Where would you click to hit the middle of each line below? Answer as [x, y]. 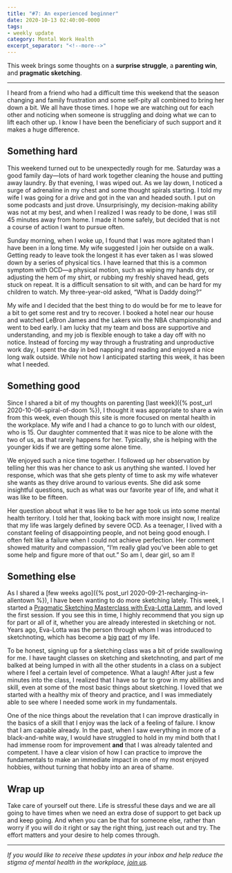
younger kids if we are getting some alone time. [75, 447]
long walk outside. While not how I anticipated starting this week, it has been [116, 357]
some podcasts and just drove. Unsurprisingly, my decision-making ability [113, 204]
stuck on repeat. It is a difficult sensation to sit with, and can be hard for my [115, 284]
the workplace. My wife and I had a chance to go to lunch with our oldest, [112, 425]
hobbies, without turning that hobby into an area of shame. [91, 767]
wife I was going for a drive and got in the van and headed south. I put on [111, 197]
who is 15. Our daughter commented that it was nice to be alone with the [110, 432]
